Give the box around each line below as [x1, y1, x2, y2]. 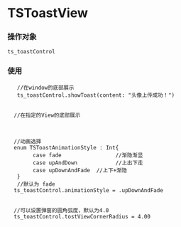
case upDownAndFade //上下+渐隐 [33, 167, 128, 174]
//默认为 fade [16, 180, 55, 188]
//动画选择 [13, 137, 42, 145]
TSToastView [7, 5, 89, 21]
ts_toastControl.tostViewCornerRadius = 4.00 [13, 213, 151, 220]
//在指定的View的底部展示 [13, 112, 81, 119]
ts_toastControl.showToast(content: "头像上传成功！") [16, 91, 175, 99]
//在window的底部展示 [16, 84, 75, 91]
